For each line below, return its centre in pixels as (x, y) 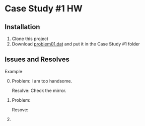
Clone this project (30, 39)
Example (14, 71)
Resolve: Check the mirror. (39, 90)
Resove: (20, 110)
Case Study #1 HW (44, 9)
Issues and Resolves (37, 60)
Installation (22, 27)
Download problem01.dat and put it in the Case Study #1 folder (76, 44)
